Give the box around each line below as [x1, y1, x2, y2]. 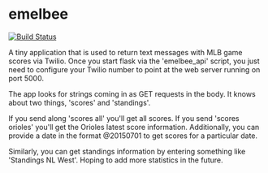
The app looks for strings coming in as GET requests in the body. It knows [8, 89, 256, 98]
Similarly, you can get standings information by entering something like [8, 146, 246, 156]
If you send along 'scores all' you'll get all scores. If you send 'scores [8, 113, 240, 123]
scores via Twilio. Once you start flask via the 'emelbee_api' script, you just [8, 56, 260, 66]
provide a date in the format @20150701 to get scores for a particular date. [8, 131, 258, 141]
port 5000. [8, 73, 45, 83]
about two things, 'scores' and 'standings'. [8, 97, 151, 107]
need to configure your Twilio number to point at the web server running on [8, 64, 261, 74]
